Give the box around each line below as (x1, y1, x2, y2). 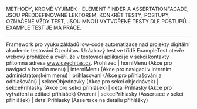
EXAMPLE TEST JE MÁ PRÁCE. (6, 24, 82, 31)
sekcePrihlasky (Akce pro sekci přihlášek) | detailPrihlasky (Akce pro (6, 85, 172, 91)
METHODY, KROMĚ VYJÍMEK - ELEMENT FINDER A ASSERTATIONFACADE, (6, 6, 189, 12)
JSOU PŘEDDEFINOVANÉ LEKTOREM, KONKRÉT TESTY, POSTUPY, (6, 12, 170, 19)
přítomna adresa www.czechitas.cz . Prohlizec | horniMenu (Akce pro (6, 59, 172, 66)
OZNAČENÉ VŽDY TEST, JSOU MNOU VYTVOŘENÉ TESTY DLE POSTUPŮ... (6, 18, 191, 24)
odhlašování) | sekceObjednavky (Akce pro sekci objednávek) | (6, 78, 159, 85)
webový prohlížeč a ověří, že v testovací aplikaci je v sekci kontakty (6, 53, 169, 60)
